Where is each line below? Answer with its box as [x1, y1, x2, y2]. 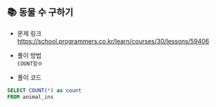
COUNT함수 [17, 60, 43, 67]
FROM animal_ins [7, 93, 54, 100]
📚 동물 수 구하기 [7, 6, 74, 19]
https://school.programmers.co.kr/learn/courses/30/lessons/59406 [17, 37, 210, 45]
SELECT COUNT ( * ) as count [7, 87, 81, 94]
